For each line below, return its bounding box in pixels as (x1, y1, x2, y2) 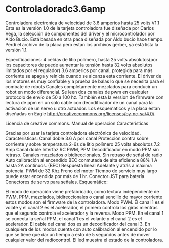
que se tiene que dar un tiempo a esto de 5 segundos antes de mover (5, 231, 150, 237)
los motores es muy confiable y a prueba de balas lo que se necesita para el (5, 78, 164, 84)
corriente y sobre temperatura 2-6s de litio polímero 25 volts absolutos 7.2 (5, 140, 160, 147)
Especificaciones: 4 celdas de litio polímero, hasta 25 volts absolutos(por (5, 56, 158, 62)
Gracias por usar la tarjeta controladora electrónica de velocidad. (5, 130, 141, 136)
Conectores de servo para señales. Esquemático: (5, 179, 108, 185)
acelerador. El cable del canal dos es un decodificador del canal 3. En (5, 221, 150, 227)
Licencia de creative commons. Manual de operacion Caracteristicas (5, 120, 148, 126)
